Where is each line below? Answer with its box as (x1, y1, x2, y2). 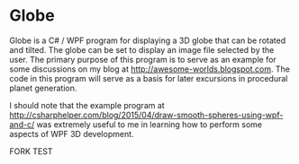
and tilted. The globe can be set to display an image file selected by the (9, 44, 275, 55)
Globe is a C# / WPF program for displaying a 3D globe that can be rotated (9, 35, 286, 46)
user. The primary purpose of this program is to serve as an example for (9, 54, 276, 65)
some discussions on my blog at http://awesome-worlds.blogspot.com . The (9, 64, 291, 74)
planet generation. (9, 82, 77, 93)
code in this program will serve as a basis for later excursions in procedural (9, 73, 288, 83)
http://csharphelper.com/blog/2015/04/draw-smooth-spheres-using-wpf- (9, 109, 284, 120)
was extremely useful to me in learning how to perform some (36, 118, 263, 130)
